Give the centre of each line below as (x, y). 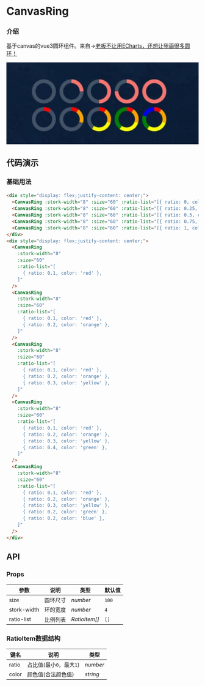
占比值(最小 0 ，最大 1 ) (53, 665)
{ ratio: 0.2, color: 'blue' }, (63, 518)
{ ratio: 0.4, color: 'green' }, (65, 447)
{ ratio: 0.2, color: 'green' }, (65, 512)
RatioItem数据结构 (34, 639)
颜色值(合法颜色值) (51, 674)
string (92, 674)
